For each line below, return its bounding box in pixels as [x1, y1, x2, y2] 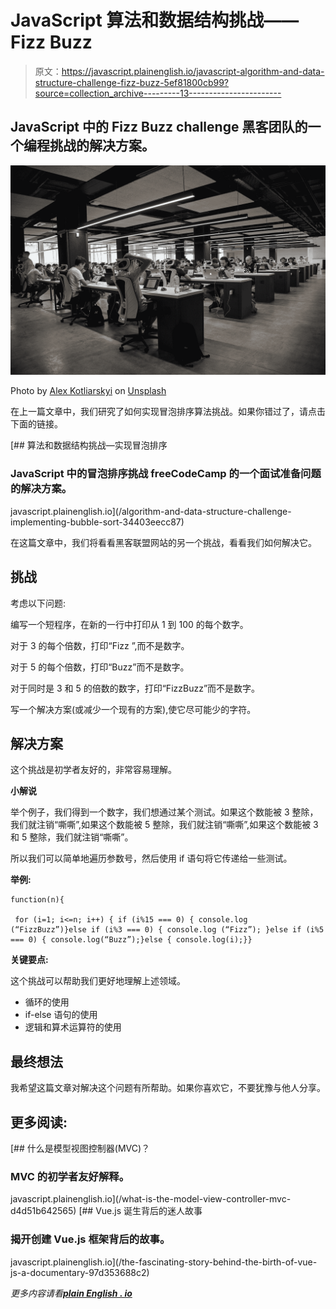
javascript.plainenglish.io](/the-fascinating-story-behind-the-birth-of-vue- [10, 1256, 318, 1268]
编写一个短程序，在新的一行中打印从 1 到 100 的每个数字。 [10, 618, 249, 630]
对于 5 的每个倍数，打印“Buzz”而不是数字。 [10, 661, 190, 673]
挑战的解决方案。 [49, 137, 155, 155]
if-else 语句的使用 [24, 1009, 98, 1021]
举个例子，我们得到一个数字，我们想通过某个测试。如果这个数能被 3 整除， [10, 806, 319, 818]
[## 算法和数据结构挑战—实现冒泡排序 [10, 439, 168, 451]
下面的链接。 [10, 418, 63, 430]
